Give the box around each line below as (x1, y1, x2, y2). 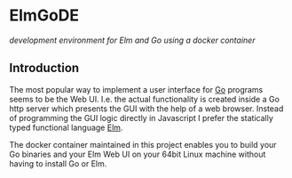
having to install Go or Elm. (9, 158, 107, 169)
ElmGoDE (9, 5, 80, 26)
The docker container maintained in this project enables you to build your (9, 139, 277, 150)
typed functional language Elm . (9, 122, 123, 133)
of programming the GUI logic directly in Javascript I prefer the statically (9, 112, 273, 123)
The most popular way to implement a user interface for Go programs (9, 84, 264, 94)
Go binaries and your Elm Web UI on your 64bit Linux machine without (9, 149, 266, 159)
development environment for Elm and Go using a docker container (9, 35, 256, 45)
